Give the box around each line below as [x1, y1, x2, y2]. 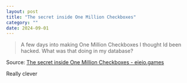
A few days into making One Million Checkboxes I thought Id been [20, 41, 182, 48]
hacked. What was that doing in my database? [20, 48, 134, 55]
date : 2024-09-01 [6, 25, 49, 31]
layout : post [6, 8, 38, 15]
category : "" [6, 19, 38, 25]
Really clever [6, 70, 37, 77]
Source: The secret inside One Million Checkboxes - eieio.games [6, 59, 165, 66]
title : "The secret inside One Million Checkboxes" [6, 14, 136, 20]
